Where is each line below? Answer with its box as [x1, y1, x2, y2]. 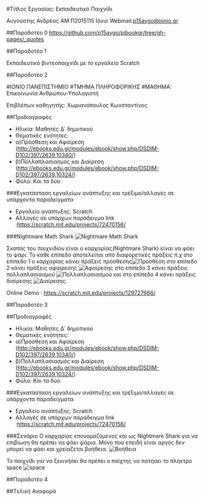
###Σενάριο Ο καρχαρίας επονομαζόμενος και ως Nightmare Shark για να [6, 432, 198, 440]
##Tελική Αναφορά [6, 487, 57, 495]
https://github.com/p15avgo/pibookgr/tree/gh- [49, 29, 166, 36]
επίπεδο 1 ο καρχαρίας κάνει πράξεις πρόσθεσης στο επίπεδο [6, 258, 198, 265]
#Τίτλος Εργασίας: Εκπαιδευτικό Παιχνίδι [6, 6, 112, 12]
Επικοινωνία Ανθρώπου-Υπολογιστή [6, 90, 99, 97]
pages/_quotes [6, 36, 44, 42]
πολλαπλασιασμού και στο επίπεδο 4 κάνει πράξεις [6, 271, 197, 278]
